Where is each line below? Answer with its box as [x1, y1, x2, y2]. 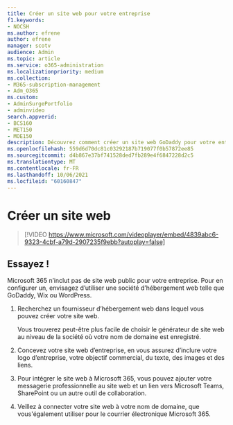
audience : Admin [7, 49, 54, 56]
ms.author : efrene [7, 29, 60, 37]
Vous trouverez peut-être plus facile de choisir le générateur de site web [17, 325, 225, 333]
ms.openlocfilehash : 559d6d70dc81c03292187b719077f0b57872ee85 [7, 146, 194, 153]
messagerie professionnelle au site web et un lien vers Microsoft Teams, [17, 382, 224, 390]
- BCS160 [7, 119, 33, 127]
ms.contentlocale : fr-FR [7, 164, 79, 172]
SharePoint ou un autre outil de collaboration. [17, 389, 147, 397]
